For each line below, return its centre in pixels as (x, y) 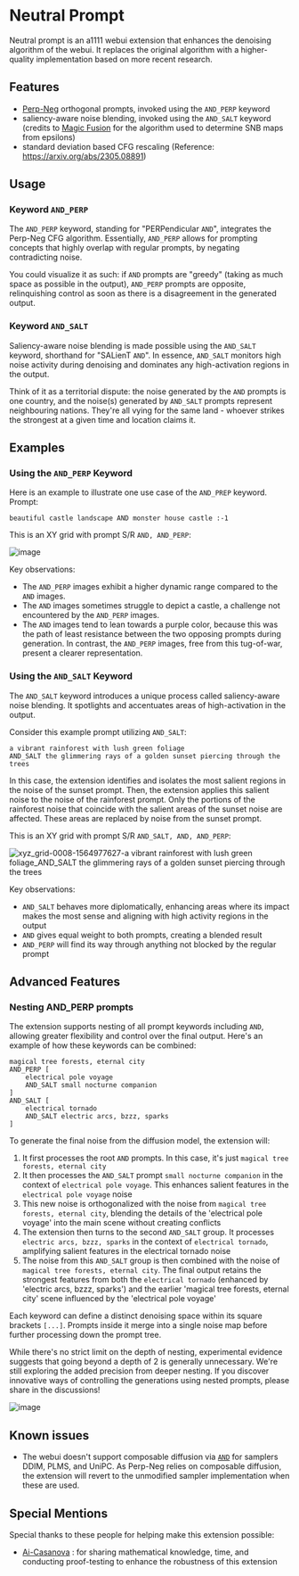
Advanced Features (65, 982)
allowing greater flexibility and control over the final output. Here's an (136, 1036)
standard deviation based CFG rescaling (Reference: (118, 146)
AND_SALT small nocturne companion (91, 1085)
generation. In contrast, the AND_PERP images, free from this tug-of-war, (152, 644)
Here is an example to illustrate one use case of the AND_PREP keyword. (138, 492)
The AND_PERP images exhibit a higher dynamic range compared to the (150, 587)
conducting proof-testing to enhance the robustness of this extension (149, 1562)
